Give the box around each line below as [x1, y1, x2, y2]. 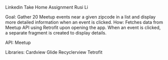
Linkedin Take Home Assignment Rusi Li [5, 4, 88, 10]
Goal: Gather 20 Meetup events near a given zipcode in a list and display [5, 14, 156, 19]
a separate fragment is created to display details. [5, 30, 107, 35]
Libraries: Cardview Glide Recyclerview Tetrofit [5, 49, 103, 55]
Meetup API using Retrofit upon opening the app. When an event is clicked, [5, 24, 161, 30]
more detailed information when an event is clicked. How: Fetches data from [5, 19, 163, 25]
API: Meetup [5, 39, 31, 45]
